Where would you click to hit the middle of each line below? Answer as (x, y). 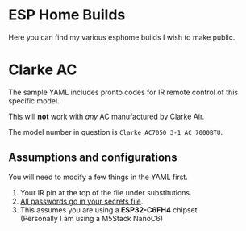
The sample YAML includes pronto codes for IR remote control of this (123, 92)
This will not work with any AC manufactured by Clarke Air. (106, 116)
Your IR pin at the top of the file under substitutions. (106, 192)
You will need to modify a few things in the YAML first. (98, 177)
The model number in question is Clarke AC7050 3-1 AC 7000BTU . (116, 132)
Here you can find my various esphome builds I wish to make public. (122, 37)
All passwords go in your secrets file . (81, 201)
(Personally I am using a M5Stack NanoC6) (92, 218)
